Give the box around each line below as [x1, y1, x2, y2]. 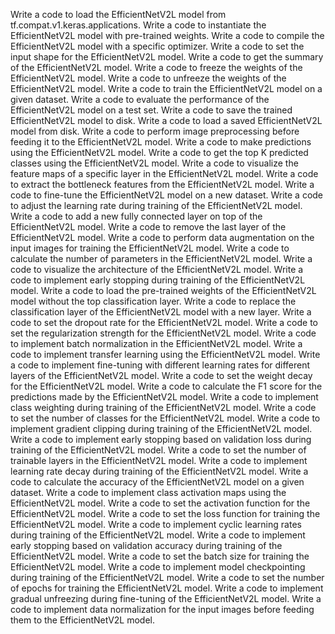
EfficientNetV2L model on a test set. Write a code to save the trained [10, 104, 293, 116]
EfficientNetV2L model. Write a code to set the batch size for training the [10, 550, 310, 562]
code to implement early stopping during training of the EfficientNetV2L [10, 274, 306, 286]
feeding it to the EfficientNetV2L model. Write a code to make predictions [10, 136, 312, 148]
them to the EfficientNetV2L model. [10, 614, 155, 626]
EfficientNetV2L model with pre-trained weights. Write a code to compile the [10, 30, 325, 41]
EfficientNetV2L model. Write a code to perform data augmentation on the [10, 232, 315, 243]
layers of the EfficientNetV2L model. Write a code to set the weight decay [10, 370, 313, 381]
